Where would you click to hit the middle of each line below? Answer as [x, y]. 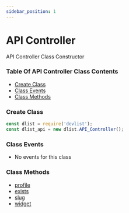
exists [22, 191]
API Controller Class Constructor [45, 57]
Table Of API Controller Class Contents [62, 72]
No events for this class [43, 157]
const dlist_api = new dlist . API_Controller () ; [65, 130]
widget [23, 203]
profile [22, 185]
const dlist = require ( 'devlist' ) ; [49, 124]
